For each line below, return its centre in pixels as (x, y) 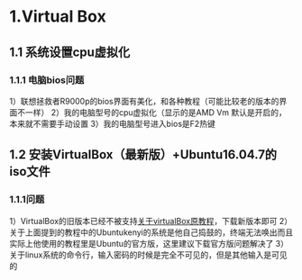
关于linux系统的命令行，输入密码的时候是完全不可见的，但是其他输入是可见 (148, 255)
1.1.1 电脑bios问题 (47, 80)
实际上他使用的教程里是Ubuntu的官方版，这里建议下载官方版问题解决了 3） (149, 243)
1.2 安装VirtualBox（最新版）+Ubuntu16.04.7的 (143, 155)
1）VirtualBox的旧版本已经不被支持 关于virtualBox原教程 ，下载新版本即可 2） (151, 221)
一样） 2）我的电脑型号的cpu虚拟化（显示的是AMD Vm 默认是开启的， (156, 112)
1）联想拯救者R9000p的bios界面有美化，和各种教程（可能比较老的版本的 (144, 101)
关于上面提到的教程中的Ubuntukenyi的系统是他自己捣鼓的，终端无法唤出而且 (151, 232)
